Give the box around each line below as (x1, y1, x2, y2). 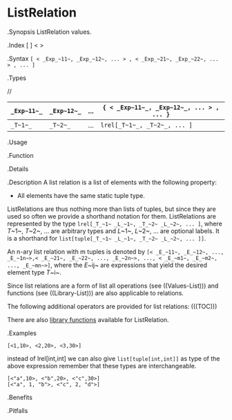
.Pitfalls (7, 406, 28, 414)
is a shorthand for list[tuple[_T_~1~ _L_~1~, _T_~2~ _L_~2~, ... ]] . (7, 234, 206, 242)
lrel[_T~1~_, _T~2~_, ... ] (100, 121, 193, 129)
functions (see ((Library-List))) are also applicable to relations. (7, 288, 184, 297)
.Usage (7, 138, 28, 146)
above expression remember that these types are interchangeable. (7, 361, 197, 370)
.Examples (7, 329, 37, 337)
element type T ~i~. (7, 268, 62, 277)
